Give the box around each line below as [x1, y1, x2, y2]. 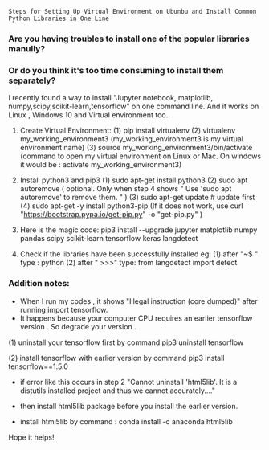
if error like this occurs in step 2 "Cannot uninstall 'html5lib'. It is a [19, 377, 238, 387]
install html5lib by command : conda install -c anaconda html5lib [19, 416, 233, 426]
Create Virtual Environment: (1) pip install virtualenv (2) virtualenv [19, 125, 236, 136]
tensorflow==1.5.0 [8, 362, 68, 371]
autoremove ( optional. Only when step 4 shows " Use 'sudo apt [19, 184, 232, 194]
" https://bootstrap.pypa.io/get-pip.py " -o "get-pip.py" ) [19, 210, 203, 219]
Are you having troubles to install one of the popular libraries [8, 33, 251, 44]
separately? [8, 75, 56, 86]
